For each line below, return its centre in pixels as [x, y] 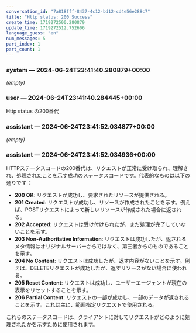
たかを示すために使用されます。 [60, 324]
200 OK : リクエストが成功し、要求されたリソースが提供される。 [92, 195]
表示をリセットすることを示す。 [53, 290]
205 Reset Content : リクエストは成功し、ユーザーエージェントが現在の [101, 282]
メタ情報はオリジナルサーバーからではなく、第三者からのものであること [102, 246]
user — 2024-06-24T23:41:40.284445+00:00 [74, 98]
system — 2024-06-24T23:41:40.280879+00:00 [78, 70]
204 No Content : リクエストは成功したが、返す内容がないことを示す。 [100, 261]
